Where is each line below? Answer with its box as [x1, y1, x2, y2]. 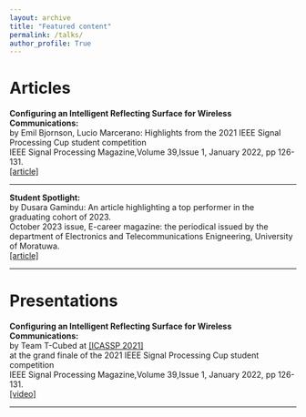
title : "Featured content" [9, 22, 112, 31]
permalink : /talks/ [9, 30, 84, 39]
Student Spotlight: [9, 192, 81, 203]
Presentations [9, 290, 118, 311]
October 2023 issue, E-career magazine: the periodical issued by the [9, 221, 269, 232]
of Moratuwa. [9, 240, 60, 251]
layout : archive [9, 13, 71, 23]
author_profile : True [9, 38, 92, 48]
